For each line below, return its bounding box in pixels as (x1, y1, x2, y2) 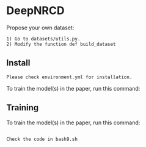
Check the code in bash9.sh (6, 136, 78, 142)
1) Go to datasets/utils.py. (6, 36, 81, 42)
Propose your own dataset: (6, 24, 75, 31)
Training (6, 102, 39, 113)
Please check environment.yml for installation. (6, 74, 133, 80)
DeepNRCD (6, 4, 65, 18)
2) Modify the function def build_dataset (6, 41, 116, 47)
